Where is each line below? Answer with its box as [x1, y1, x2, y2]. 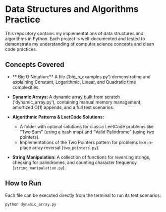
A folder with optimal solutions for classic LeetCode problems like [19, 123, 154, 129]
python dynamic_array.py [5, 202, 56, 207]
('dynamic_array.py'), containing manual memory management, [12, 99, 142, 105]
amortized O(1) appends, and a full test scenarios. [12, 104, 114, 110]
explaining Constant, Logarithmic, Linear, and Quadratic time [12, 79, 136, 85]
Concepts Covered [5, 60, 64, 69]
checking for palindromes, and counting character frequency [12, 159, 137, 165]
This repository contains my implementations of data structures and [5, 30, 144, 36]
